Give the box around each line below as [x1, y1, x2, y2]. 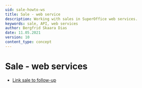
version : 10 [5, 35, 30, 40]
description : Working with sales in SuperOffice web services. [5, 16, 138, 21]
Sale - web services [5, 60, 88, 72]
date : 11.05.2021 [5, 30, 41, 35]
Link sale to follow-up [12, 77, 57, 83]
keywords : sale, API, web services [5, 21, 78, 26]
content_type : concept [5, 40, 52, 44]
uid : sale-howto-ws [5, 7, 45, 12]
